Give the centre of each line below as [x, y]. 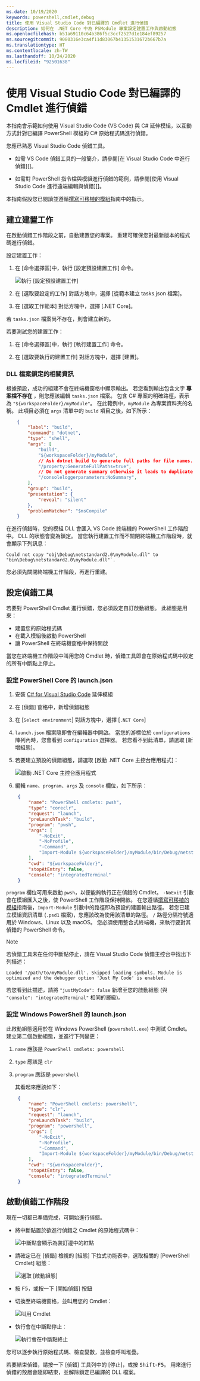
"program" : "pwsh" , [52, 825]
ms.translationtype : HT [36, 45]
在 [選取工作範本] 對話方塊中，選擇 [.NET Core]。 [75, 306]
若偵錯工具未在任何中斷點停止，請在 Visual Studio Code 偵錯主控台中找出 [96, 954]
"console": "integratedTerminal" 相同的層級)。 [65, 997]
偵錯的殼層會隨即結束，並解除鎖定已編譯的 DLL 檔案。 [72, 1372]
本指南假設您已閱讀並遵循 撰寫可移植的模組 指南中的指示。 [76, 199]
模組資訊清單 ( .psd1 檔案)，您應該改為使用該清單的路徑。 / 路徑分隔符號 [100, 915]
